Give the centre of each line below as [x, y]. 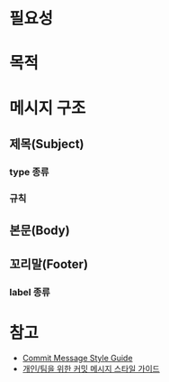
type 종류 [29, 172]
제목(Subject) [47, 144]
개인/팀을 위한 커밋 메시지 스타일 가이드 [91, 369]
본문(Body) [40, 231]
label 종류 [30, 292]
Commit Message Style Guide [77, 359]
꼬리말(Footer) [49, 264]
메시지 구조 [48, 108]
